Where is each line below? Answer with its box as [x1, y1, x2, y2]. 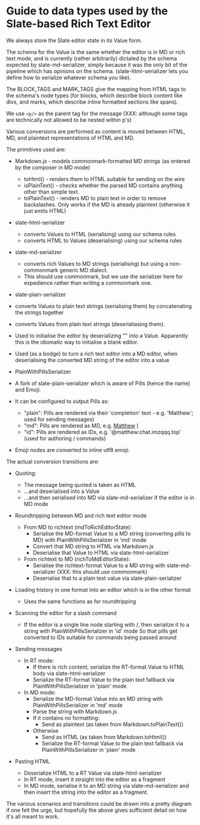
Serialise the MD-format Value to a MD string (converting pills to [32, 529, 191, 537]
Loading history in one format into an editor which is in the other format [14, 586, 191, 593]
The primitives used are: [6, 146, 66, 153]
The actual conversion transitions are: [6, 457, 100, 465]
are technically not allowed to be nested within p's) [6, 116, 132, 124]
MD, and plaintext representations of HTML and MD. [6, 134, 135, 141]
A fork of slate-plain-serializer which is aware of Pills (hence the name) [14, 380, 190, 387]
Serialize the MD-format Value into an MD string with [32, 695, 163, 702]
